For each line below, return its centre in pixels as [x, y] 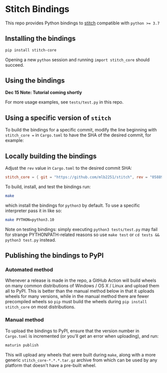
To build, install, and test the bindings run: [48, 186]
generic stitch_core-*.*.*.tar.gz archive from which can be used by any [81, 360]
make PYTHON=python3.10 [30, 220]
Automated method [29, 270]
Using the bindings [35, 81]
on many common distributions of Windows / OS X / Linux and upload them [82, 286]
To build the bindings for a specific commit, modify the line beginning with [81, 130]
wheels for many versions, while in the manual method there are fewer [77, 296]
